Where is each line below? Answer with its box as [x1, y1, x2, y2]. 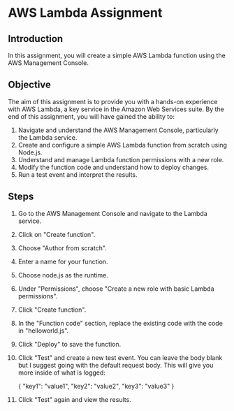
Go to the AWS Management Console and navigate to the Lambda [17, 209, 208, 217]
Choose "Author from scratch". [17, 243, 107, 252]
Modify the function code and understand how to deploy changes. [17, 163, 209, 171]
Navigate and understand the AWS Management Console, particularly [17, 126, 219, 134]
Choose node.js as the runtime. [17, 271, 109, 279]
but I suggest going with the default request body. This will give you [17, 361, 214, 369]
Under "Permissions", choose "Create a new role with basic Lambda [17, 284, 215, 293]
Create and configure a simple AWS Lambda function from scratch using [17, 140, 228, 149]
